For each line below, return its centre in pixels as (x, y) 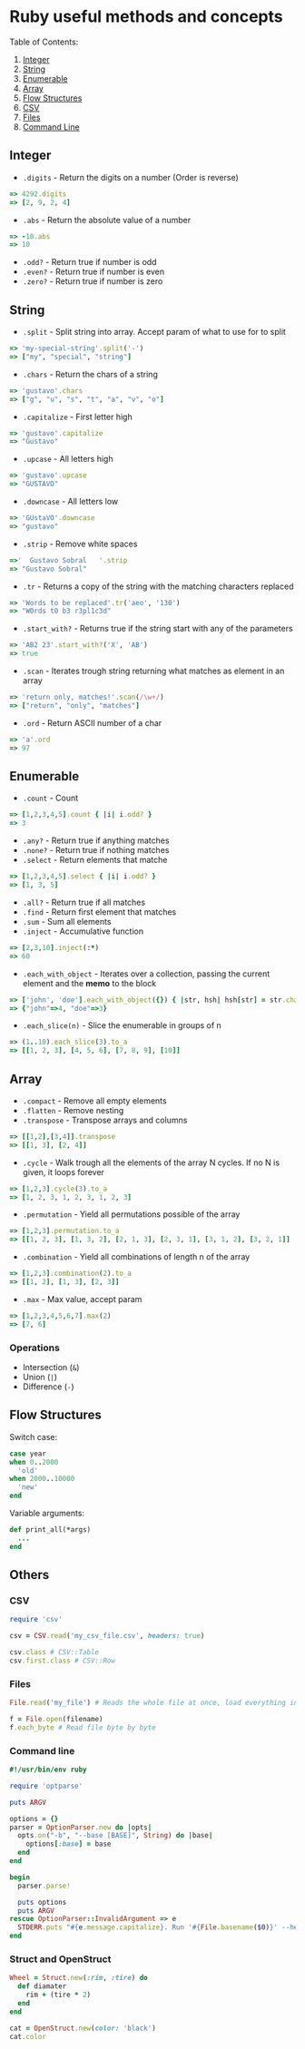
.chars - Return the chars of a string (90, 374)
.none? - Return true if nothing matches (96, 850)
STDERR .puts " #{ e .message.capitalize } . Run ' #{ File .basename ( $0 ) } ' (148, 1927)
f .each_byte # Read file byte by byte (83, 1727)
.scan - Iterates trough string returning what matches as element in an (153, 671)
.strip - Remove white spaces (80, 544)
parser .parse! (44, 1886)
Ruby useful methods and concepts (146, 17)
